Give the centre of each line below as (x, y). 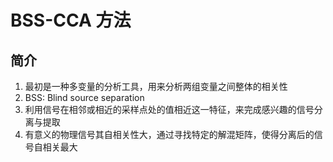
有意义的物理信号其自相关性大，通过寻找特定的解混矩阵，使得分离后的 (169, 134)
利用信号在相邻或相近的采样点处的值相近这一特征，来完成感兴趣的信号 (169, 109)
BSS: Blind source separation (84, 97)
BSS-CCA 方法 (71, 20)
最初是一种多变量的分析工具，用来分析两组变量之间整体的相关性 (156, 86)
